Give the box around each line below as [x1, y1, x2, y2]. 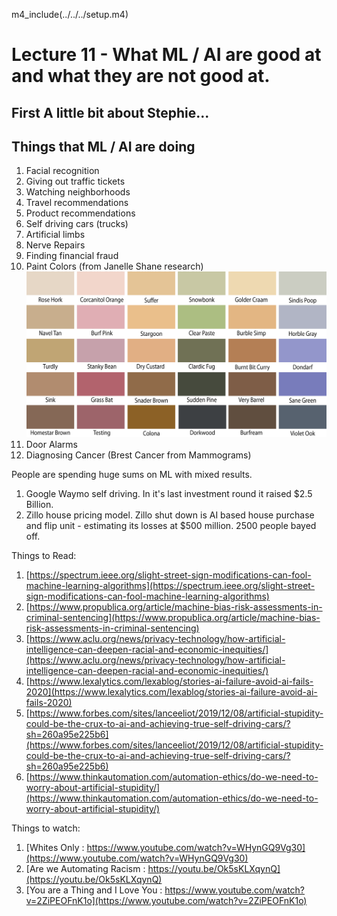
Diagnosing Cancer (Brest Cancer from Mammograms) [25, 449, 252, 461]
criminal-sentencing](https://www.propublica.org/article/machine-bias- [25, 612, 321, 624]
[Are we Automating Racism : [25, 863, 146, 875]
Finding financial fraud [25, 250, 119, 262]
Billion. [25, 499, 54, 511]
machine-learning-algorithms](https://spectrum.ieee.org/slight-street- [25, 580, 316, 592]
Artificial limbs [25, 229, 86, 241]
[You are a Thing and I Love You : [25, 884, 163, 896]
